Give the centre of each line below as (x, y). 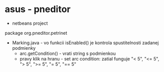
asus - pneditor (38, 9)
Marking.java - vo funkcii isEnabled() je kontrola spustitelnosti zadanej (85, 43)
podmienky (24, 48)
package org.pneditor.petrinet (36, 33)
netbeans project (30, 23)
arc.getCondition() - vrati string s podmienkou (68, 53)
